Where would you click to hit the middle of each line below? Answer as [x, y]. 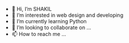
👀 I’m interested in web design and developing [67, 15]
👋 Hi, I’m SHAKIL [32, 9]
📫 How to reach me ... [39, 34]
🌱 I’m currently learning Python [49, 21]
